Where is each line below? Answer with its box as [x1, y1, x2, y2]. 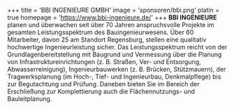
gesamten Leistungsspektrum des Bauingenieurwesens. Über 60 [7, 28, 194, 36]
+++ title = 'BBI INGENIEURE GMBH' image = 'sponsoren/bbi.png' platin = [7, 6, 220, 14]
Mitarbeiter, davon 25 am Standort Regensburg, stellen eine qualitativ [7, 36, 207, 44]
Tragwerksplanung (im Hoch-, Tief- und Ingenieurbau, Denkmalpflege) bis [7, 72, 221, 81]
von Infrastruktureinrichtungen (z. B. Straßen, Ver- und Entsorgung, [7, 58, 201, 65]
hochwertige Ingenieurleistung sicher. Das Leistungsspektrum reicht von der [7, 43, 228, 51]
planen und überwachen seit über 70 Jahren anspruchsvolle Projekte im [7, 21, 214, 29]
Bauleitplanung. [7, 95, 52, 103]
